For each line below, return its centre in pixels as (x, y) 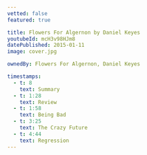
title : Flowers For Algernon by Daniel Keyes (73, 32)
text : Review (38, 102)
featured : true (29, 20)
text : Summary (40, 89)
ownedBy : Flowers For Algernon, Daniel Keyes (73, 64)
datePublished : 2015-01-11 (46, 45)
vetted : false (28, 13)
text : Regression (45, 141)
